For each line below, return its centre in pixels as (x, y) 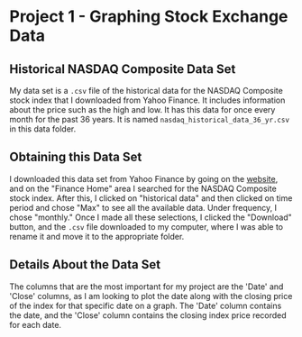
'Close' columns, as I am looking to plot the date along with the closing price (151, 296)
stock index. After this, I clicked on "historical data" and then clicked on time (151, 198)
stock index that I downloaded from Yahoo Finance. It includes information (147, 100)
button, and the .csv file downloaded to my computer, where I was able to (146, 226)
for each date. (35, 324)
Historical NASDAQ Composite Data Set (123, 69)
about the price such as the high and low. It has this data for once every (142, 109)
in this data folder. (43, 129)
